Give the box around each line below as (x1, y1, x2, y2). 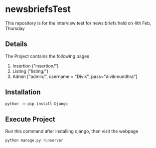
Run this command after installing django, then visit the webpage (5, 128, 139, 134)
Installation (5, 88, 41, 96)
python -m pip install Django (5, 101, 68, 106)
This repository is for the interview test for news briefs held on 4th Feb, (5, 20, 152, 26)
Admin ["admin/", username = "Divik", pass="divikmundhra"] (12, 73, 138, 79)
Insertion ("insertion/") (12, 62, 59, 68)
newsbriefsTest (5, 3, 71, 15)
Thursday (5, 25, 25, 31)
